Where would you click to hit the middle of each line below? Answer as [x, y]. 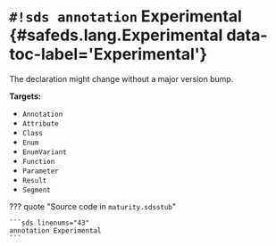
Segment [36, 190]
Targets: [25, 96]
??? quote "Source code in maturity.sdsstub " [93, 206]
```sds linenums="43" [50, 223]
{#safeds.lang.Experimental [116, 35]
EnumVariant [44, 152]
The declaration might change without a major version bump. [121, 78]
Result [34, 180]
